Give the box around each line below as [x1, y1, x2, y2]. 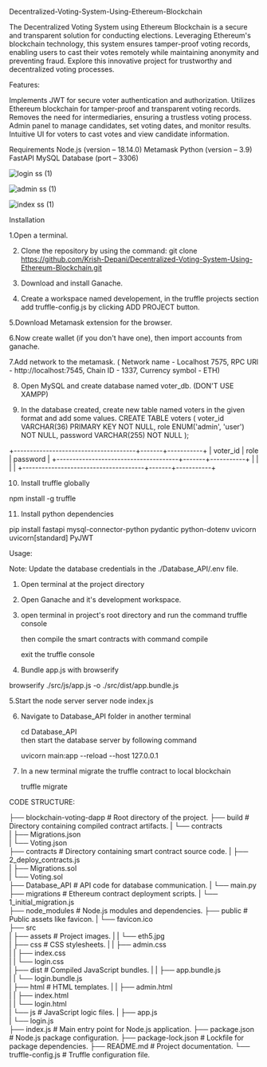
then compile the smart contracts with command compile [20, 634, 209, 644]
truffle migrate [20, 782, 69, 791]
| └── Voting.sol [9, 872, 63, 881]
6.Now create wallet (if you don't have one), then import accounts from [9, 333, 242, 342]
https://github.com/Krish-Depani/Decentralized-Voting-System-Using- [20, 254, 253, 264]
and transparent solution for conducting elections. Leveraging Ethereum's [9, 31, 252, 40]
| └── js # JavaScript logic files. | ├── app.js [9, 1008, 158, 1017]
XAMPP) [20, 390, 49, 399]
